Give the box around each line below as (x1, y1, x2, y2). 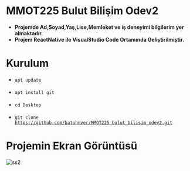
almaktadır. (14, 29, 43, 36)
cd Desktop (14, 102, 42, 108)
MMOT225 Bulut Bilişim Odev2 (6, 4, 159, 18)
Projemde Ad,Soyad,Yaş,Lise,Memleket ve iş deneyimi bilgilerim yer (14, 24, 185, 31)
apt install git (14, 89, 55, 95)
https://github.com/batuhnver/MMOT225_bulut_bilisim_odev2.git (14, 119, 173, 126)
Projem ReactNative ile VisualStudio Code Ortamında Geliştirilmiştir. (14, 36, 185, 43)
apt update (14, 77, 42, 83)
